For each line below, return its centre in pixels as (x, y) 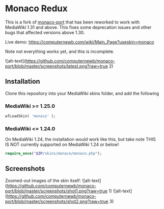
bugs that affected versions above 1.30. (45, 32)
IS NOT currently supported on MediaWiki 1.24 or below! (62, 144)
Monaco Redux (36, 9)
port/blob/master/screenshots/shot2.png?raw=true (57, 201)
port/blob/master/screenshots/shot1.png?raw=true (56, 191)
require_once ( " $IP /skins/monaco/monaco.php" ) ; (54, 154)
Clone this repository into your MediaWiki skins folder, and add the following (82, 93)
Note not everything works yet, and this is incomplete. (60, 51)
